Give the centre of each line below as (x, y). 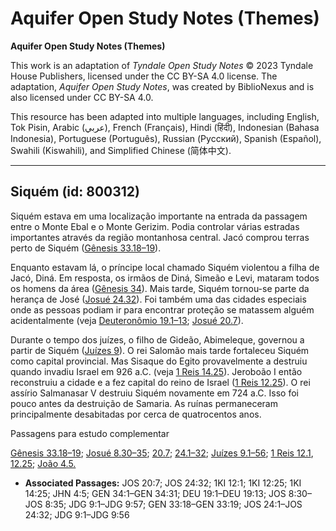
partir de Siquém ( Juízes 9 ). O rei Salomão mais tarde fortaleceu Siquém (160, 350)
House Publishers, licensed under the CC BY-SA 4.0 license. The (144, 76)
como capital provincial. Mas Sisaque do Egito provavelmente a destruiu (159, 361)
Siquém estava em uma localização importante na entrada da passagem (159, 216)
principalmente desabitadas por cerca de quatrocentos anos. (136, 414)
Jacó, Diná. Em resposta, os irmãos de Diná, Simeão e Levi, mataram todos (165, 278)
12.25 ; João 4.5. (43, 463)
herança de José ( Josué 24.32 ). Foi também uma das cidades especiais (158, 299)
